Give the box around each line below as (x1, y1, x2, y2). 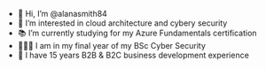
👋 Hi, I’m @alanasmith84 (17, 9, 108, 19)
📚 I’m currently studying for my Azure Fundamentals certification (17, 27, 257, 38)
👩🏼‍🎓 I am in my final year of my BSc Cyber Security (17, 41, 207, 50)
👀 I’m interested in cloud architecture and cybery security (17, 18, 228, 28)
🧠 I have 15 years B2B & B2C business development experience (17, 50, 250, 60)
